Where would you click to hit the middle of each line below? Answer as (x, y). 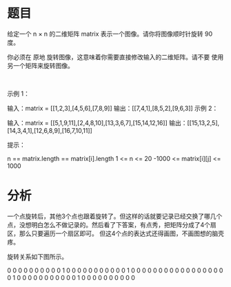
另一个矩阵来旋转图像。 (40, 65)
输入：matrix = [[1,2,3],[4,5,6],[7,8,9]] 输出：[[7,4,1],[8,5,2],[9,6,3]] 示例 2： (113, 108)
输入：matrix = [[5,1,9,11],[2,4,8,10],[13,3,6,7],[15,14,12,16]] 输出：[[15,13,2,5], (113, 123)
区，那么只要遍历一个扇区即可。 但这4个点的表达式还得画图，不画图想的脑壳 (115, 233)
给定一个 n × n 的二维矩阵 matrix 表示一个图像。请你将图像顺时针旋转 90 (110, 34)
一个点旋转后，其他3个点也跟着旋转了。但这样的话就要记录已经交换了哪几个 (115, 216)
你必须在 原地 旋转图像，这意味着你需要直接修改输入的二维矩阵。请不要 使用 (115, 57)
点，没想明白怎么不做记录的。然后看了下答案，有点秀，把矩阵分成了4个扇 (112, 224)
